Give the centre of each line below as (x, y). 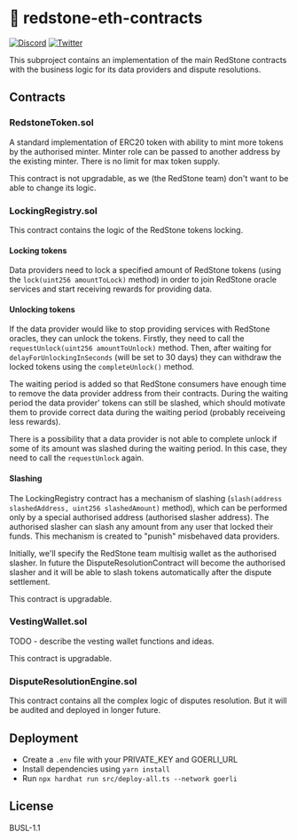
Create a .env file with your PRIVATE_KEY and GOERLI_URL (129, 759)
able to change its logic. (53, 188)
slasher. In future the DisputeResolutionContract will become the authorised (148, 563)
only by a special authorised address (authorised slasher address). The (139, 517)
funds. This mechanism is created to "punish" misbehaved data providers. (145, 536)
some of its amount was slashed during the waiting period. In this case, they (148, 449)
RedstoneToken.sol (52, 123)
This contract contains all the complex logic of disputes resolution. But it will (148, 700)
